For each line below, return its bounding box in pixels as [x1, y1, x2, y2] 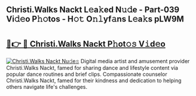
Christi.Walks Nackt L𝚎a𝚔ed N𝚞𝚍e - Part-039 [6, 5, 180, 15]
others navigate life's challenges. [6, 83, 88, 90]
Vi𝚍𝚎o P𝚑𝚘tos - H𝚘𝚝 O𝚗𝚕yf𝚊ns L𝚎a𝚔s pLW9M [6, 14, 184, 24]
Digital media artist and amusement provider [80, 58, 190, 64]
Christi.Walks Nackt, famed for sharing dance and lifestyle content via [6, 64, 178, 71]
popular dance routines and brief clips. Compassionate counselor [6, 71, 167, 78]
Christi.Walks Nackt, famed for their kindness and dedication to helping [6, 77, 182, 84]
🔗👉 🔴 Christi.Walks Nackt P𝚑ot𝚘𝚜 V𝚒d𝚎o [6, 39, 166, 49]
